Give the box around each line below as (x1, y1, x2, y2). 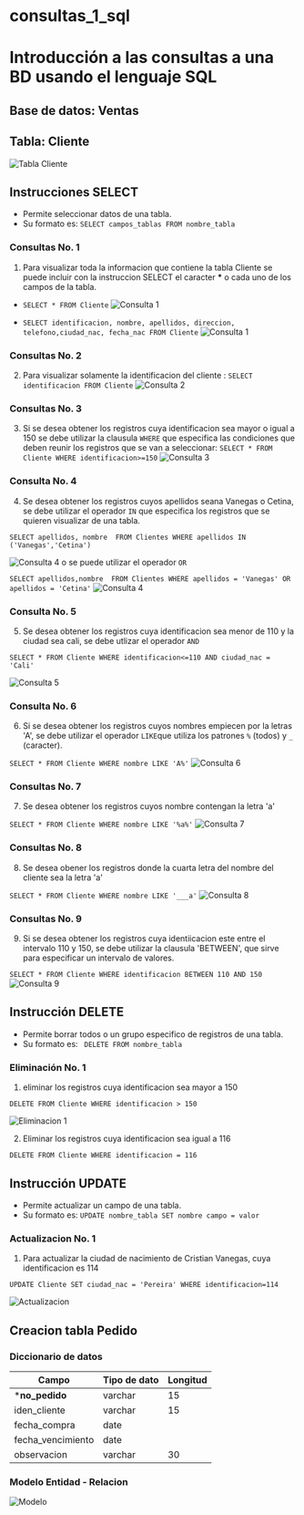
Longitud (167, 1374, 208, 1386)
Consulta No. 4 (9, 475, 77, 488)
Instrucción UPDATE (9, 1176, 127, 1191)
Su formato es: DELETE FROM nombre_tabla (22, 1038, 183, 1049)
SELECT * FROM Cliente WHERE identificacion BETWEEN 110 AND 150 (9, 970, 262, 980)
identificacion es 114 (22, 1262, 99, 1273)
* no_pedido (14, 1388, 67, 1401)
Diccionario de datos (9, 1350, 103, 1363)
